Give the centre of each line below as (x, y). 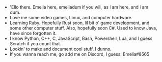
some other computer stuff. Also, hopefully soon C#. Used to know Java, (83, 28)
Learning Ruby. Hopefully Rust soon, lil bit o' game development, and (80, 23)
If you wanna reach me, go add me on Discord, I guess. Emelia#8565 (80, 54)
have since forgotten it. (33, 33)
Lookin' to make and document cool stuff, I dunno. (61, 49)
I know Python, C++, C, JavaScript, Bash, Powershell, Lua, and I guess (81, 38)
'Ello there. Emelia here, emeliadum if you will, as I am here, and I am (79, 7)
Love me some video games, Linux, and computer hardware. (71, 17)
